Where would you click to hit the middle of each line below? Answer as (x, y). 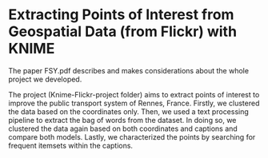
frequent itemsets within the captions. (71, 145)
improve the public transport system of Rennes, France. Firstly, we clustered (134, 103)
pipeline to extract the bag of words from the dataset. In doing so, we (122, 120)
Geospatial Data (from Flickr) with (123, 32)
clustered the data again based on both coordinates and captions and (123, 128)
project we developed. (45, 79)
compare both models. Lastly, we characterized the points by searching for (132, 136)
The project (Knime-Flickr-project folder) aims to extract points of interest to (134, 94)
